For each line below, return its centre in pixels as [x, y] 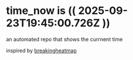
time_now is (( [41, 11]
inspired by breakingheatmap [42, 50]
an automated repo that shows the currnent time [64, 39]
